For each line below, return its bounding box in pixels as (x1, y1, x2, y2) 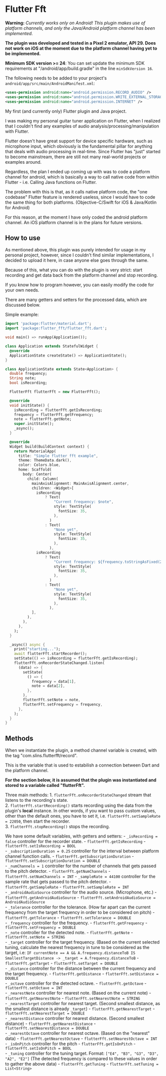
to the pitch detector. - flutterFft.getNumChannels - (5, 868, 111, 874)
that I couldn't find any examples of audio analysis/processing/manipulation (5, 123, 159, 129)
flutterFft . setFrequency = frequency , (23, 702, 103, 707)
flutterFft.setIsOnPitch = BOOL (5, 1046, 72, 1051)
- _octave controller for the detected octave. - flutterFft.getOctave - (5, 980, 147, 986)
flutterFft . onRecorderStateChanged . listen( (14, 660, 105, 665)
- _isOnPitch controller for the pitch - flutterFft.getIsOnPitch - (5, 1041, 136, 1047)
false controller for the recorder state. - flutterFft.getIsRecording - (5, 838, 146, 844)
